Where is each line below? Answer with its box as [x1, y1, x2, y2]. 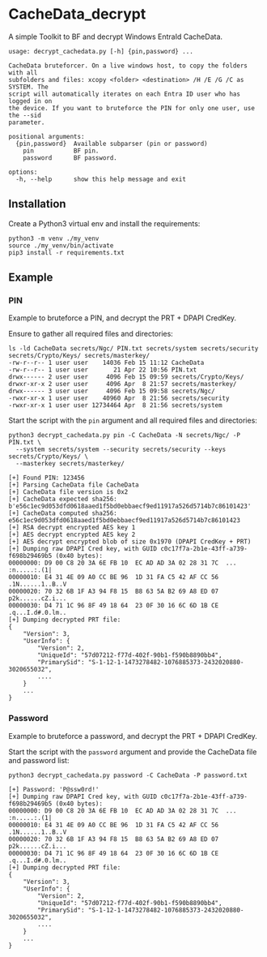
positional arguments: [8, 132, 85, 140]
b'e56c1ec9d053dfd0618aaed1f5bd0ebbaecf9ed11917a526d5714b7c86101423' [8, 502, 252, 511]
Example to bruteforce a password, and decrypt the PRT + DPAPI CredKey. [8, 731, 257, 740]
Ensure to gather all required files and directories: [8, 329, 174, 339]
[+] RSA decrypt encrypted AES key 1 [8, 524, 136, 532]
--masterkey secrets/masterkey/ [15, 460, 125, 468]
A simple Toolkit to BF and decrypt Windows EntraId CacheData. [8, 32, 223, 41]
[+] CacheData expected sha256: [8, 496, 117, 504]
